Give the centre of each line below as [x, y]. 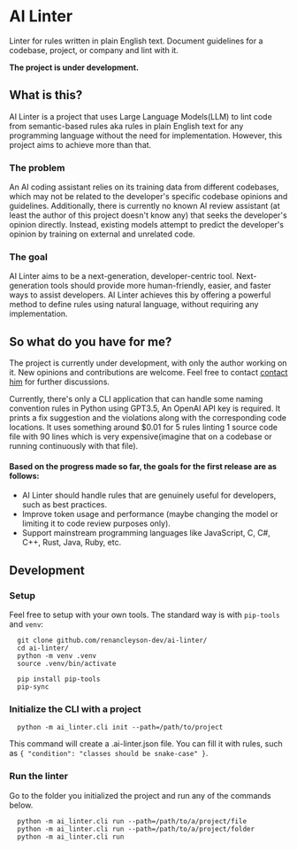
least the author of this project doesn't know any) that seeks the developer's [148, 215]
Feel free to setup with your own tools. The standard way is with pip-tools [145, 615]
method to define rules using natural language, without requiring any [134, 305]
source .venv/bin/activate [67, 664]
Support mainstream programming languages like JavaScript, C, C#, [146, 533]
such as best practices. [65, 505]
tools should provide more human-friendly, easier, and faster [160, 286]
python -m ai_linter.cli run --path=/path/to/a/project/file [132, 821]
